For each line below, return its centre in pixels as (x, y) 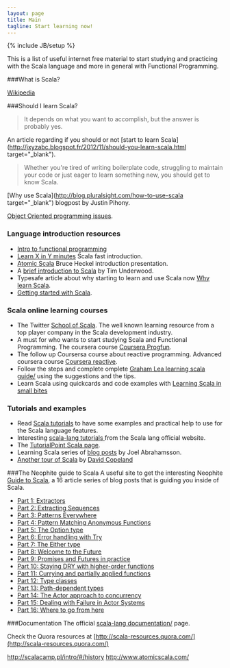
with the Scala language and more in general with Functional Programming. (113, 66)
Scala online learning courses (57, 310)
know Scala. (41, 182)
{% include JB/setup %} (41, 46)
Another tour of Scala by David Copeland (75, 460)
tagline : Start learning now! (50, 26)
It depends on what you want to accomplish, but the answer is (112, 119)
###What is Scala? (34, 79)
